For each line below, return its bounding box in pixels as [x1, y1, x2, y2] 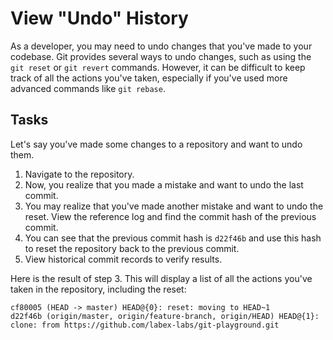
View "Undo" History [10, 7, 189, 30]
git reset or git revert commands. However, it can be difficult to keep [10, 61, 306, 73]
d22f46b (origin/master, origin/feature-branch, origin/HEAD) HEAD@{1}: [10, 311, 320, 321]
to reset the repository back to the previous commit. [24, 242, 240, 254]
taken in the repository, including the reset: [10, 283, 187, 295]
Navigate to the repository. [24, 168, 135, 180]
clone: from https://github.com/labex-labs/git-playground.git [10, 320, 280, 330]
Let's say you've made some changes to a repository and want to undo [10, 138, 303, 150]
